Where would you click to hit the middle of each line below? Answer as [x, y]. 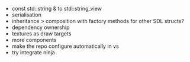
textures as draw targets [41, 34]
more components [34, 40]
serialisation [26, 15]
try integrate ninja [33, 52]
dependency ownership [41, 27]
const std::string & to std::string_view [57, 9]
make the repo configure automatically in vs [65, 46]
